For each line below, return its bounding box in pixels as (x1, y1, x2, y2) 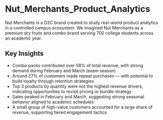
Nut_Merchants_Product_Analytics (5, 3, 150, 15)
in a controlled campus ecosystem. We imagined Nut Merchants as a (5, 24, 143, 30)
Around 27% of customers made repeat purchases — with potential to (12, 72, 153, 79)
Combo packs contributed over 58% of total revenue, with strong (12, 62, 143, 68)
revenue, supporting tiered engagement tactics (12, 109, 107, 115)
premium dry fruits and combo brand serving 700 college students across (5, 30, 154, 36)
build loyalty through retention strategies (12, 78, 94, 84)
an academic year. (5, 35, 42, 41)
